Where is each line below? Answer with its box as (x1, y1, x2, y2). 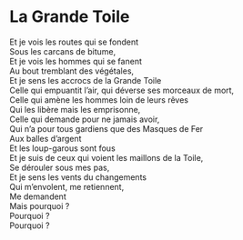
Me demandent (9, 191, 66, 202)
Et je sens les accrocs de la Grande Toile (9, 75, 162, 85)
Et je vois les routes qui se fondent (9, 36, 139, 47)
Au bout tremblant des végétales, (9, 65, 135, 76)
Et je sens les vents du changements (9, 171, 147, 183)
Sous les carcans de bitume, (9, 45, 116, 56)
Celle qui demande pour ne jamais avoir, (9, 114, 160, 125)
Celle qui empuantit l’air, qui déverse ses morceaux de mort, (9, 85, 235, 95)
